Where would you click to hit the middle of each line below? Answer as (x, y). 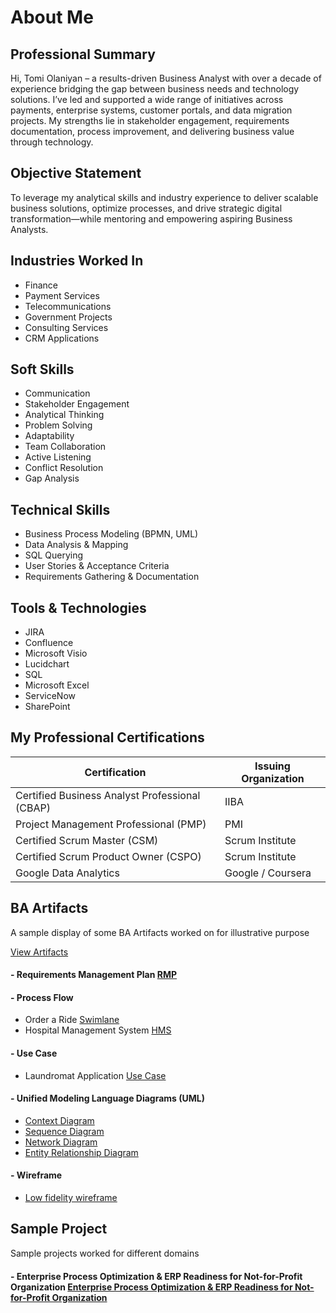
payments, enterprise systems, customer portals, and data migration (151, 110)
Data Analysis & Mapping (76, 545)
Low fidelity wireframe (71, 1198)
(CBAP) (33, 808)
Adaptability (49, 436)
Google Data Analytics (67, 873)
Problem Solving (58, 425)
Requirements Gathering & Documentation (112, 577)
